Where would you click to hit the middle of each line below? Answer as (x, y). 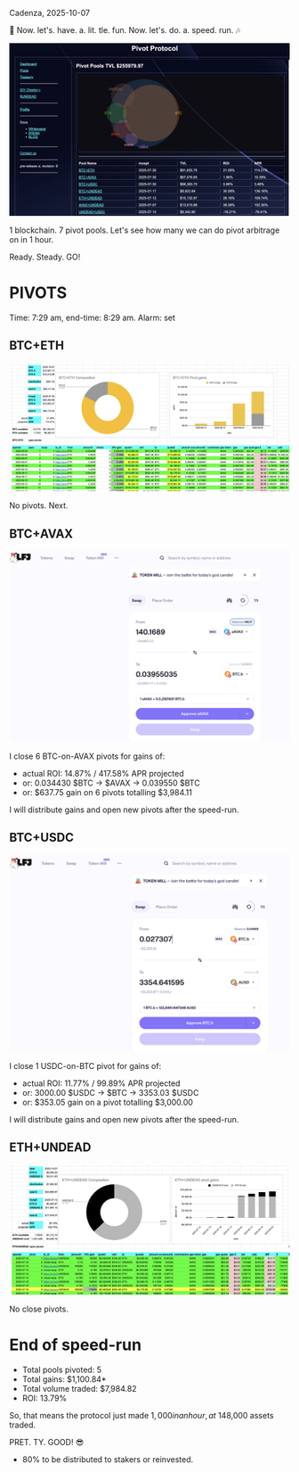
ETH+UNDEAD (50, 1148)
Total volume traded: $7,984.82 (79, 1389)
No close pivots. (39, 1309)
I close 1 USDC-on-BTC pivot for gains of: (85, 1065)
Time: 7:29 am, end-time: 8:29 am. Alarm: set (93, 318)
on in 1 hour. (32, 240)
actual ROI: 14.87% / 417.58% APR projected (103, 773)
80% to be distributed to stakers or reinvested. (108, 1460)
